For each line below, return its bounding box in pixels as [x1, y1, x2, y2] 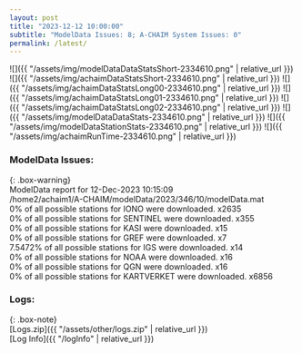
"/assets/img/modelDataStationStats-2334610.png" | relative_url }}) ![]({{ [9, 122, 283, 132]
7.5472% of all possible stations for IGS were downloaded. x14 [9, 241, 244, 252]
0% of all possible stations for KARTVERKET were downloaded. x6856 [9, 270, 274, 281]
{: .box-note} [9, 314, 57, 325]
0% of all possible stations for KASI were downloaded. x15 [9, 222, 228, 233]
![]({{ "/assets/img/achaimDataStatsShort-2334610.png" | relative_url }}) [9, 74, 280, 84]
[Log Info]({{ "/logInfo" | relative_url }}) [9, 333, 155, 344]
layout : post [9, 13, 59, 23]
